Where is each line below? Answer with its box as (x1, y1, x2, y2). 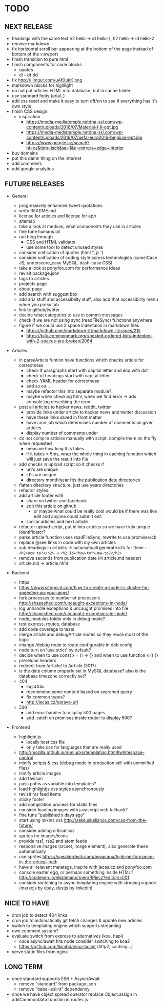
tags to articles (19, 275, 49, 281)
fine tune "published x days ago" (19, 812, 85, 818)
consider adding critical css (19, 827, 75, 833)
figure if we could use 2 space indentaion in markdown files (19, 322, 140, 328)
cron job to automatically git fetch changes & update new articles (11, 917, 143, 923)
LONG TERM (4, 963, 43, 971)
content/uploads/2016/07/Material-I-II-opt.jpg (26, 124, 119, 130)
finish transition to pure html (11, 56, 69, 62)
